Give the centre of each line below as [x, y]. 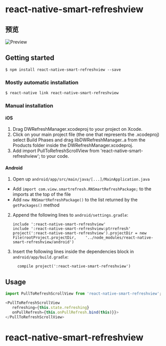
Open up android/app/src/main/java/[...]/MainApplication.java [81, 179]
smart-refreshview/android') [43, 242]
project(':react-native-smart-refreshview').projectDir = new [79, 233]
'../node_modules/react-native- [119, 238]
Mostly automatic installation [42, 82]
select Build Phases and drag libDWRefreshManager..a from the [79, 140]
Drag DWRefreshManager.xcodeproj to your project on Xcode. [77, 129]
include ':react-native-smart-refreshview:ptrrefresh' [72, 229]
